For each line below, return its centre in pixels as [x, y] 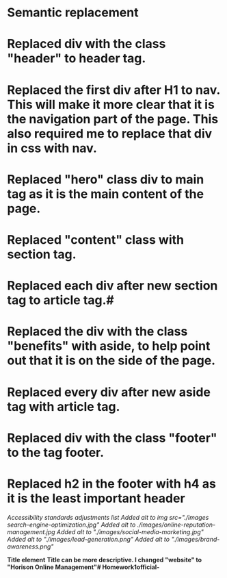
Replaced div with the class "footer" [112, 438]
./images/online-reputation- [176, 525]
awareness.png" [30, 546]
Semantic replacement [73, 13]
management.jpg [31, 531]
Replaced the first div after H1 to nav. [114, 90]
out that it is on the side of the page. [111, 361]
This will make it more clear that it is [111, 104]
